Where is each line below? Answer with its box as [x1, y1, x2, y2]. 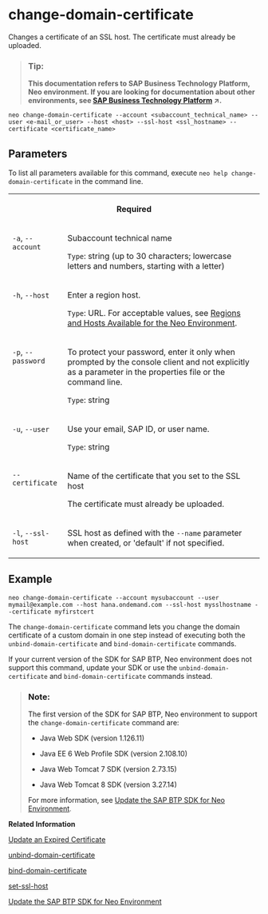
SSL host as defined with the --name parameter [67, 528, 242, 539]
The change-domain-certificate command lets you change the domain [8, 621, 241, 631]
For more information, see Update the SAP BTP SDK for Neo [27, 796, 226, 805]
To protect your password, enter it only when [67, 346, 235, 357]
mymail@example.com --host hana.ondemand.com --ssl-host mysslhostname [8, 601, 251, 609]
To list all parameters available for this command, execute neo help [8, 168, 228, 178]
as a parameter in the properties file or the [67, 366, 226, 377]
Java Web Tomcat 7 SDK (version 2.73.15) [39, 764, 177, 774]
